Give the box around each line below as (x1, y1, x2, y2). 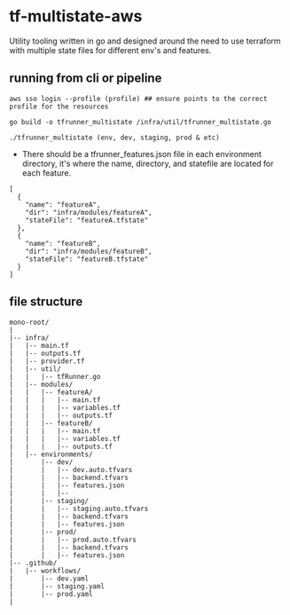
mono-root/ (9, 318, 50, 327)
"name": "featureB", (25, 239, 101, 248)
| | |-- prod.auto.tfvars (9, 535, 137, 544)
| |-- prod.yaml (9, 589, 93, 598)
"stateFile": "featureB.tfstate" (25, 255, 149, 264)
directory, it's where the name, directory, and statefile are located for (21, 158, 274, 169)
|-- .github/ (9, 558, 58, 567)
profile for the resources (9, 102, 109, 111)
